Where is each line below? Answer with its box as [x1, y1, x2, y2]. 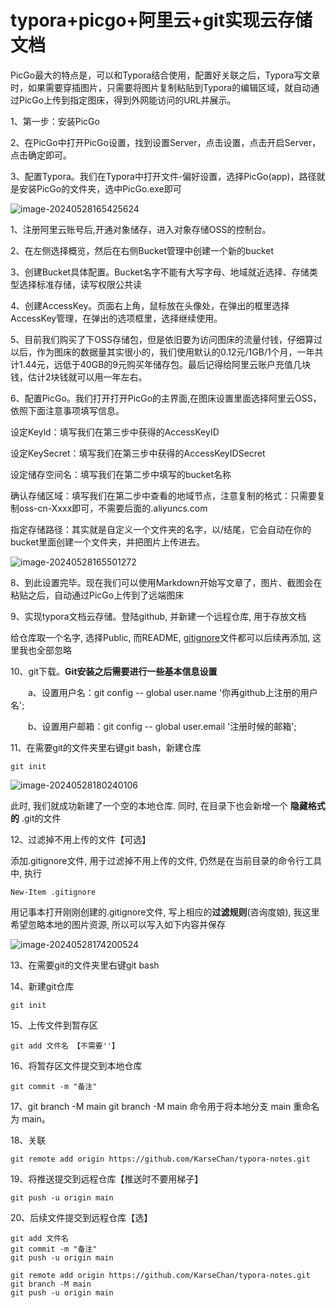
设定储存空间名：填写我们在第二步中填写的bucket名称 [10, 468, 232, 480]
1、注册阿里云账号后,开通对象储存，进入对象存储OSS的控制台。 [10, 223, 272, 235]
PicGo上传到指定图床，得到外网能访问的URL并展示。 [18, 94, 237, 106]
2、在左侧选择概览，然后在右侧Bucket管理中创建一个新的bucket [10, 244, 275, 256]
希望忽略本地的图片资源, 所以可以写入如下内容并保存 [10, 918, 226, 930]
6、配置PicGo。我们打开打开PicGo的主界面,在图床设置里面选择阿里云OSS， [10, 392, 322, 404]
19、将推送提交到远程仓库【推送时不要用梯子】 [10, 1172, 204, 1185]
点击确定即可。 [10, 149, 72, 161]
